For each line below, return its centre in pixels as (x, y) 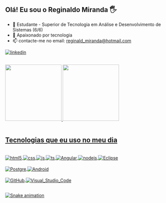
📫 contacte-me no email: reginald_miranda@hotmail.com (72, 40)
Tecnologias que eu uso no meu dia (61, 140)
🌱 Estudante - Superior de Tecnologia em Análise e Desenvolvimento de (86, 24)
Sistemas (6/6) (28, 29)
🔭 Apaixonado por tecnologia (42, 35)
